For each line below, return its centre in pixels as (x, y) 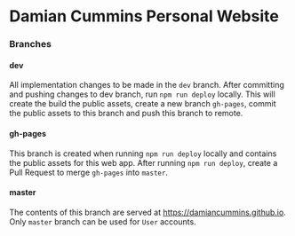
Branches (30, 44)
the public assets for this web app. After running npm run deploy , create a (144, 162)
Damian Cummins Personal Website (144, 16)
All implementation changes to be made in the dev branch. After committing (147, 85)
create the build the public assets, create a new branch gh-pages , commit (143, 104)
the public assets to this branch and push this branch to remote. (126, 114)
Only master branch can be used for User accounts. (103, 221)
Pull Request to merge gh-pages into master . (89, 172)
